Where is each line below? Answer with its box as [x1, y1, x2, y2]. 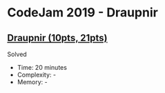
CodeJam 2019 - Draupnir [7, 5, 159, 21]
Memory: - [17, 78, 48, 86]
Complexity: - [17, 70, 57, 79]
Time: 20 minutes [17, 64, 68, 71]
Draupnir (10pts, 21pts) [7, 32, 108, 44]
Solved [7, 50, 28, 58]
